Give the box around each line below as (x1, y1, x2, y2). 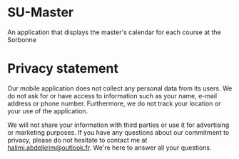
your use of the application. (7, 106, 88, 115)
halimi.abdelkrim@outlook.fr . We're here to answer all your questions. (7, 143, 212, 152)
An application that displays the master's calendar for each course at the (7, 28, 221, 36)
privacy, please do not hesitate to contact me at (7, 135, 148, 144)
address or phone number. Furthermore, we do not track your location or (7, 99, 221, 108)
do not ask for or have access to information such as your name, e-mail (7, 91, 218, 100)
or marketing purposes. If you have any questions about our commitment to (7, 128, 230, 136)
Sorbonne (7, 35, 37, 43)
